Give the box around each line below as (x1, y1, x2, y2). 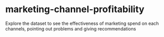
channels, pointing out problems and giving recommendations (5, 25, 136, 31)
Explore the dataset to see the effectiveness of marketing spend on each (5, 20, 159, 26)
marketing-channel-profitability (5, 4, 145, 15)
